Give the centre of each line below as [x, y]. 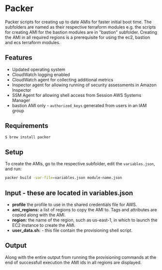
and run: [13, 169]
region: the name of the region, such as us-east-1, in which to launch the [85, 220]
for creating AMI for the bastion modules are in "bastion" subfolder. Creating [81, 32]
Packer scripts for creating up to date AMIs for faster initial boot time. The [78, 22]
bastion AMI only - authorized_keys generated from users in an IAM [79, 105]
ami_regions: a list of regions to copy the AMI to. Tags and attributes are [84, 209]
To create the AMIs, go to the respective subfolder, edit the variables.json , [80, 164]
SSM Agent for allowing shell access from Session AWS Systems [77, 95]
